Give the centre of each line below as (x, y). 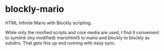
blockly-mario (35, 9)
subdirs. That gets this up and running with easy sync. (60, 43)
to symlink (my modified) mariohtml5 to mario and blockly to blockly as (78, 38)
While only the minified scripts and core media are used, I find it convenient (82, 32)
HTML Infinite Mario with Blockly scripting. (49, 23)
